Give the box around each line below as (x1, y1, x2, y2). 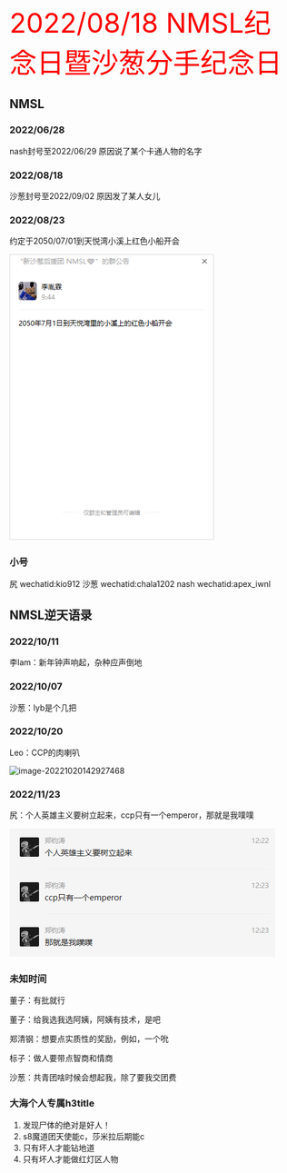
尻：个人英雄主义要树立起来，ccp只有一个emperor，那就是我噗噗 (9, 810, 254, 820)
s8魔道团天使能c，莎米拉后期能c (22, 1130, 145, 1141)
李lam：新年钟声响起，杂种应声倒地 (9, 657, 143, 668)
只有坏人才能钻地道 (22, 1142, 95, 1153)
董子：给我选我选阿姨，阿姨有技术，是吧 (9, 1014, 161, 1025)
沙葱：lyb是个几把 (9, 701, 77, 713)
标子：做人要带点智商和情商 (9, 1053, 114, 1064)
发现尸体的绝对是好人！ (22, 1119, 111, 1130)
